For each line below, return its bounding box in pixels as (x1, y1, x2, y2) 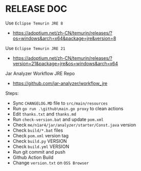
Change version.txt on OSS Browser (12, 159, 89, 166)
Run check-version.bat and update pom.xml (12, 116, 104, 123)
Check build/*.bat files (12, 127, 63, 133)
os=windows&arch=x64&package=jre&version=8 (12, 35, 116, 41)
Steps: (5, 90, 19, 96)
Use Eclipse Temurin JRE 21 (5, 45, 65, 51)
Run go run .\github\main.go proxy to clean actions (12, 105, 124, 111)
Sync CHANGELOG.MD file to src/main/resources (12, 100, 108, 106)
